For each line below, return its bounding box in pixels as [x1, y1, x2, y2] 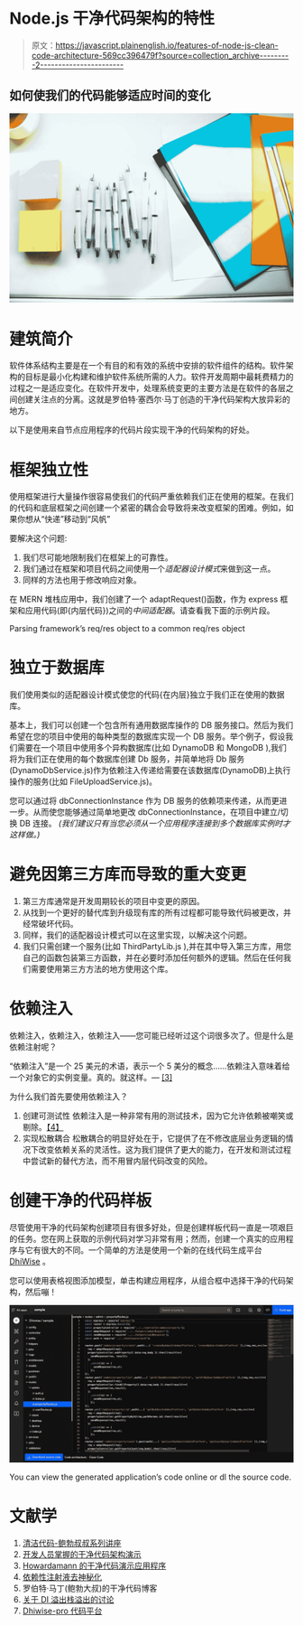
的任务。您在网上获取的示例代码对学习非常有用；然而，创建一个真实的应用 [9, 1234, 286, 1245]
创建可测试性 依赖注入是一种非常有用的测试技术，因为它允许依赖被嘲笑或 [22, 1110, 294, 1121]
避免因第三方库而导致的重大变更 [9, 864, 247, 885]
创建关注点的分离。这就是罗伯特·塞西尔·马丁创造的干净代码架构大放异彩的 [16, 394, 291, 405]
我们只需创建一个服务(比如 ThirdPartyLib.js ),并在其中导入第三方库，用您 [22, 941, 292, 952]
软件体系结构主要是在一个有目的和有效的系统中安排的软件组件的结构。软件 [9, 360, 286, 371]
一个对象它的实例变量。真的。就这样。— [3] [9, 1072, 173, 1083]
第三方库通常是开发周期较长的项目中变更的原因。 [22, 896, 205, 907]
